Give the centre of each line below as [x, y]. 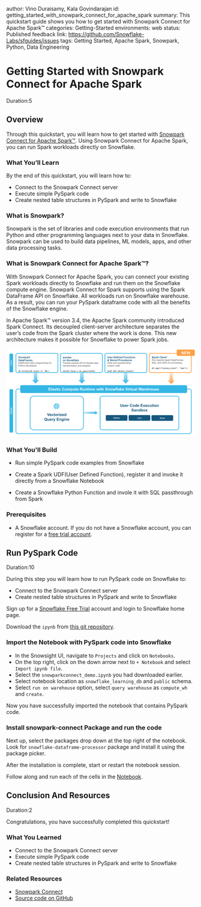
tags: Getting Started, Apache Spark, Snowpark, [120, 41]
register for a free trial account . [53, 534]
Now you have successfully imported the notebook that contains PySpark [97, 706]
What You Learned [34, 837]
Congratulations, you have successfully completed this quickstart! [88, 822]
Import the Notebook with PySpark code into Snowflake [89, 642]
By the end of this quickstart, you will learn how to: [69, 176]
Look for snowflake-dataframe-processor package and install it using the [95, 747]
